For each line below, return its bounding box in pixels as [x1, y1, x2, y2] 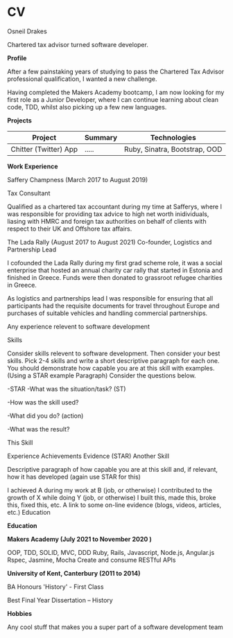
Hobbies [7, 609, 33, 617]
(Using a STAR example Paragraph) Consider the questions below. [7, 371, 196, 380]
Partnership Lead [7, 245, 57, 254]
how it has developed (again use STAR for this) [7, 472, 141, 481]
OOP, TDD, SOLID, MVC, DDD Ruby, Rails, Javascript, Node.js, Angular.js [7, 548, 215, 556]
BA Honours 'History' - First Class [7, 583, 104, 591]
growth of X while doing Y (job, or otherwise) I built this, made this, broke [7, 493, 216, 502]
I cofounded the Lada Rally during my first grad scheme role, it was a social [7, 258, 223, 267]
